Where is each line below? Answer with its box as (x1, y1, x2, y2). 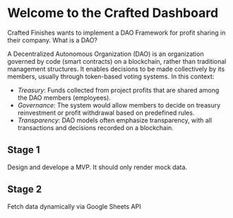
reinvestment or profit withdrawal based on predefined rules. (17, 108, 195, 117)
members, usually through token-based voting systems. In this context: (7, 72, 215, 81)
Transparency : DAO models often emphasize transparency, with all (17, 115, 213, 125)
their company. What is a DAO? (7, 35, 97, 44)
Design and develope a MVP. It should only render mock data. (7, 163, 188, 171)
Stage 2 (7, 183, 42, 195)
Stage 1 (7, 144, 40, 156)
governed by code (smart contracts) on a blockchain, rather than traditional (7, 57, 227, 65)
